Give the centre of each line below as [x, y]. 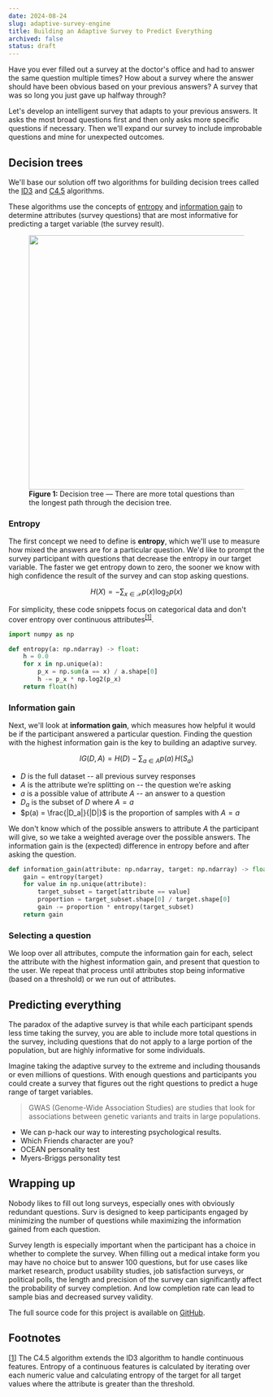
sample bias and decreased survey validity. [81, 1297]
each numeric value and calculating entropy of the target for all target [125, 1375]
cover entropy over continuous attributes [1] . [81, 619]
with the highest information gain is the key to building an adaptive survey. [133, 743]
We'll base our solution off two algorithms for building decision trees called [134, 182]
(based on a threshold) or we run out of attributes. [92, 979]
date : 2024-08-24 [38, 16]
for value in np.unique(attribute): [85, 884]
